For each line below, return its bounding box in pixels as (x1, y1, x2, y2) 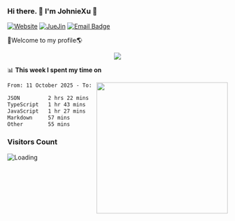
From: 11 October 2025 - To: (7, 82, 92, 90)
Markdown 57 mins (7, 114, 71, 121)
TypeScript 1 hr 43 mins (7, 101, 86, 108)
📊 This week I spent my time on (7, 66, 102, 74)
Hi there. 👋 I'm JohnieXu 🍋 (7, 6, 98, 16)
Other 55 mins (7, 120, 71, 128)
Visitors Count (7, 137, 58, 147)
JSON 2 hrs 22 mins (7, 94, 90, 102)
